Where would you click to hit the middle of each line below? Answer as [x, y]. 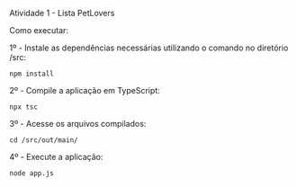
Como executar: [39, 30]
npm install [31, 74]
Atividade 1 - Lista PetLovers [62, 13]
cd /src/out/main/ [44, 140]
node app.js [31, 174]
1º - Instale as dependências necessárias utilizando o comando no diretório [149, 48]
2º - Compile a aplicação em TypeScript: [85, 90]
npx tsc [24, 107]
